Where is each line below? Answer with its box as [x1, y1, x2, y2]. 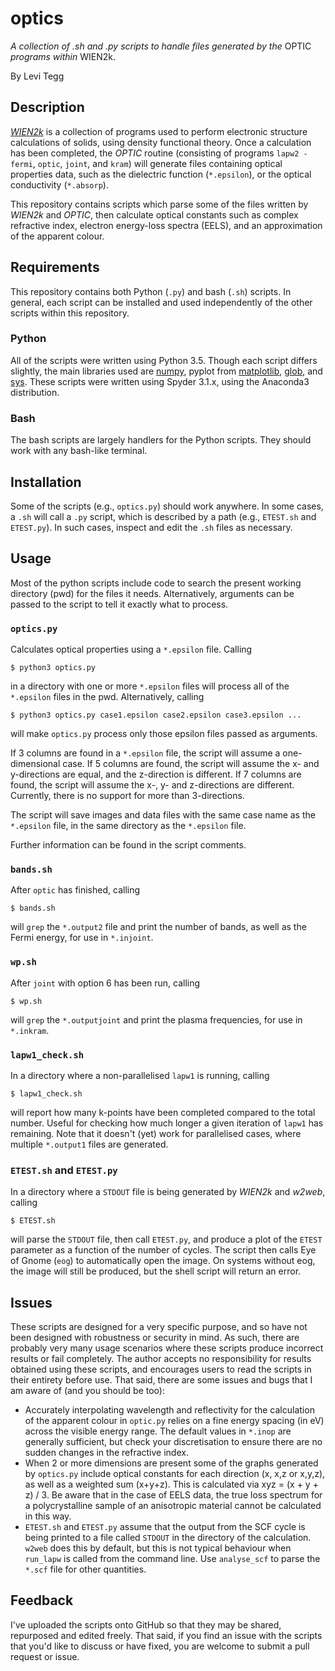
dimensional [10, 758, 61, 770]
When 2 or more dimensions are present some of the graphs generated [24, 1457, 319, 1469]
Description [10, 99, 85, 116]
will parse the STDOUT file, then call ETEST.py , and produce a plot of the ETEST [10, 1233, 323, 1246]
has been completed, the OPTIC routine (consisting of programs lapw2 [10, 147, 300, 159]
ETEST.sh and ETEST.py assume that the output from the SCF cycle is [24, 1521, 306, 1533]
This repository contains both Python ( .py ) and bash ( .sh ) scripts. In [10, 285, 292, 297]
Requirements [10, 259, 100, 276]
